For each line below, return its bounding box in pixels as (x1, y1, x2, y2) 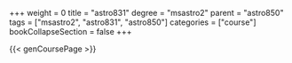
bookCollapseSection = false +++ (9, 27, 132, 36)
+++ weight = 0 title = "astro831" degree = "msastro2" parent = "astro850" (9, 8, 284, 18)
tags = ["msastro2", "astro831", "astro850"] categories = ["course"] (9, 17, 256, 28)
